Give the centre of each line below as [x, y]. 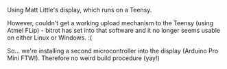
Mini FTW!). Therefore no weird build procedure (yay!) [83, 58]
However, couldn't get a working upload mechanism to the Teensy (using [110, 23]
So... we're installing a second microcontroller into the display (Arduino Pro [113, 51]
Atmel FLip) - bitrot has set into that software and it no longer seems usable [114, 30]
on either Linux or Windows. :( [50, 38]
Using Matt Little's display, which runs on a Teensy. [80, 10]
